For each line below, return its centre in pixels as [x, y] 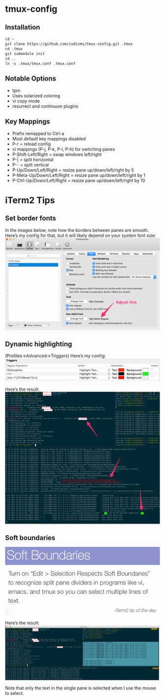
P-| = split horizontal [33, 159]
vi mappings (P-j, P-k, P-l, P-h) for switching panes [64, 149]
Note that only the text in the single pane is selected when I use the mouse [81, 688]
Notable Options [31, 79]
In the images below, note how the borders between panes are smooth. [77, 230]
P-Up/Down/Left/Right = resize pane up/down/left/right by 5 [73, 170]
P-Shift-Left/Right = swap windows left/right [57, 154]
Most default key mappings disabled [49, 139]
